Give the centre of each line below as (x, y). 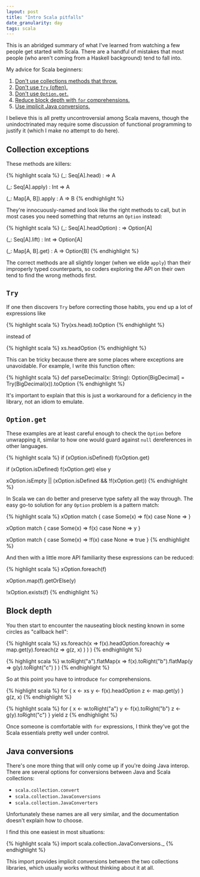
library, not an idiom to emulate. (45, 402)
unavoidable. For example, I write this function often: (71, 366)
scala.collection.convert (47, 790)
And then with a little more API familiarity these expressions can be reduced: (100, 557)
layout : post (22, 12)
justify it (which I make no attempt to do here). (63, 131)
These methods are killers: (39, 164)
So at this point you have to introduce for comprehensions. (79, 679)
